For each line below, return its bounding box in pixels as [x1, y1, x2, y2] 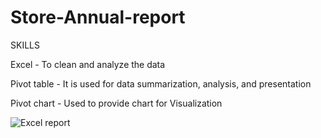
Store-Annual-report [10, 6, 186, 29]
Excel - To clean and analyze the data [10, 58, 166, 70]
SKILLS [10, 39, 40, 51]
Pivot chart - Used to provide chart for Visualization [10, 97, 223, 109]
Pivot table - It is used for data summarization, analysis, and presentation [10, 77, 312, 90]
